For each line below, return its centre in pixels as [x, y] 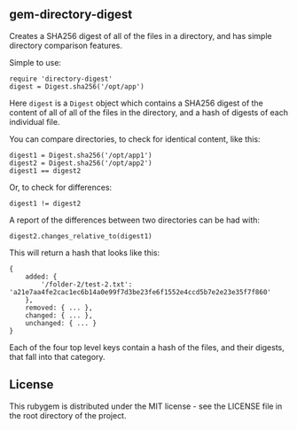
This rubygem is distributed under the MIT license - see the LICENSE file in [146, 406]
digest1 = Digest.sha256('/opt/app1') [81, 155]
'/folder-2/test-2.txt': [87, 284]
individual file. [35, 121]
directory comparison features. [66, 45]
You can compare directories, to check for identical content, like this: [135, 139]
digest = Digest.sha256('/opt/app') [77, 86]
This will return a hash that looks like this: [85, 253]
